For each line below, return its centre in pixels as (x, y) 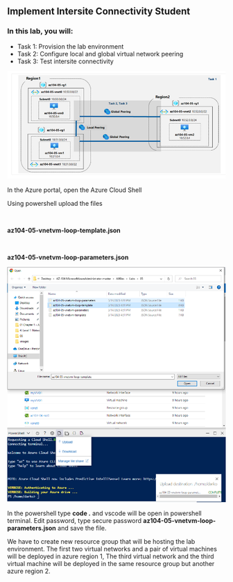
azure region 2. (29, 571)
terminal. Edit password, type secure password (75, 521)
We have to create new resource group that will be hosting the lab (101, 542)
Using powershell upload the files (55, 204)
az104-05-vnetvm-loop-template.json (64, 231)
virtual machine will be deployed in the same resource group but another (111, 564)
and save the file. (82, 528)
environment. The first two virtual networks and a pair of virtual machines (112, 549)
